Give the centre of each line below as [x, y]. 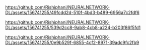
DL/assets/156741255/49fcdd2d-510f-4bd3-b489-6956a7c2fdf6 [72, 12]
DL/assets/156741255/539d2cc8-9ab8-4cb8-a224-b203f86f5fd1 [73, 27]
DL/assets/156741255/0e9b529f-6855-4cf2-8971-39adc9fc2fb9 [72, 42]
